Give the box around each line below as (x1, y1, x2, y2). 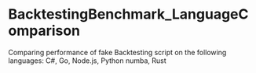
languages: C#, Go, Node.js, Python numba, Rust (8, 56, 166, 65)
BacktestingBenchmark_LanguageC (8, 5, 249, 23)
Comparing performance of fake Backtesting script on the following (8, 47, 227, 57)
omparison (8, 22, 81, 40)
